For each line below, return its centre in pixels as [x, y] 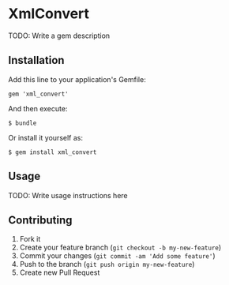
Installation [36, 60]
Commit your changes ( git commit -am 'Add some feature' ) [117, 256]
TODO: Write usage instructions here [68, 195]
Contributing [40, 220]
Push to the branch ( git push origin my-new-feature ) [107, 264]
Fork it [30, 239]
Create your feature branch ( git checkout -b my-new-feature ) [120, 247]
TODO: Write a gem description [59, 36]
